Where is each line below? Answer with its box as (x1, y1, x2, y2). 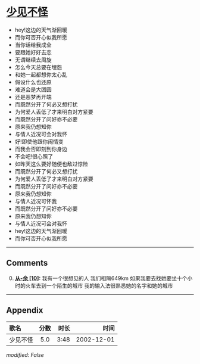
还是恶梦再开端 (14, 93, 52, 100)
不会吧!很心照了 (14, 153, 54, 160)
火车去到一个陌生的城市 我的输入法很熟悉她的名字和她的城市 (25, 282, 173, 289)
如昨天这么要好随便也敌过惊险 (14, 160, 88, 167)
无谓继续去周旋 (14, 56, 52, 63)
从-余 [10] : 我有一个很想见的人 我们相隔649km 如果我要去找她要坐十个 (14, 275, 187, 282)
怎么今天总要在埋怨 (14, 63, 62, 70)
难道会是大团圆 (14, 86, 52, 93)
